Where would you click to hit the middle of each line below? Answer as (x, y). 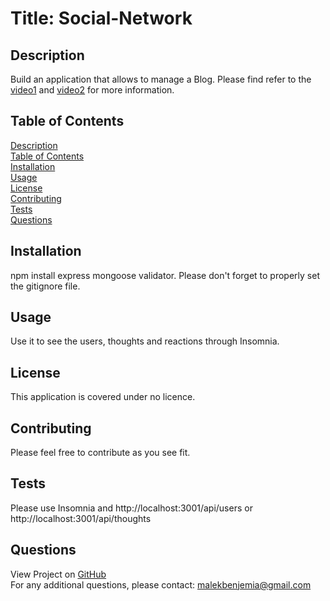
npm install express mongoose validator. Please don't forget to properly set (165, 275)
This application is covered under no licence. (103, 397)
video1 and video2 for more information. (92, 90)
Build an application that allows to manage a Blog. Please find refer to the (161, 79)
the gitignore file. (45, 286)
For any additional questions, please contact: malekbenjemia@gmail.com (161, 584)
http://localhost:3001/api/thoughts (81, 518)
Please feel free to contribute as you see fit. (100, 453)
